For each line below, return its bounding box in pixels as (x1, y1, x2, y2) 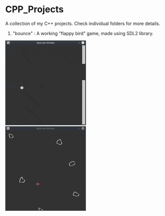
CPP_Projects (5, 4, 64, 15)
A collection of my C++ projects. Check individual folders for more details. (5, 20, 160, 26)
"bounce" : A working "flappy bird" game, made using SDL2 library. (12, 30, 154, 36)
